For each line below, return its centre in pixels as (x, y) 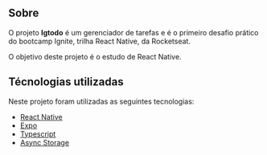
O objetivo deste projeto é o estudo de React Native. (95, 56)
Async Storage (45, 142)
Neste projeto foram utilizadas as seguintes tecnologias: (101, 101)
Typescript (38, 134)
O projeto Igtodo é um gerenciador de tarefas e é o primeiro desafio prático (133, 32)
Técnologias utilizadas (66, 82)
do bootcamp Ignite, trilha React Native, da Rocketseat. (100, 41)
